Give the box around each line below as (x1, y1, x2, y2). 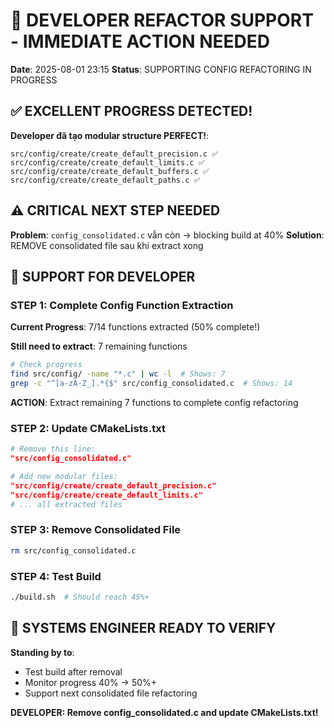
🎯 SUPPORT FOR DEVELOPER (10, 268, 196, 285)
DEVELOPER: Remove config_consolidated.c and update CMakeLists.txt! (10, 706, 319, 718)
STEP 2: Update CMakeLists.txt (10, 421, 166, 435)
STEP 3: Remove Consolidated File (10, 523, 182, 537)
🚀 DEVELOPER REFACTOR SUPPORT (10, 9, 314, 32)
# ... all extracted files (10, 499, 123, 509)
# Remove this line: (10, 444, 97, 454)
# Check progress (10, 360, 83, 370)
